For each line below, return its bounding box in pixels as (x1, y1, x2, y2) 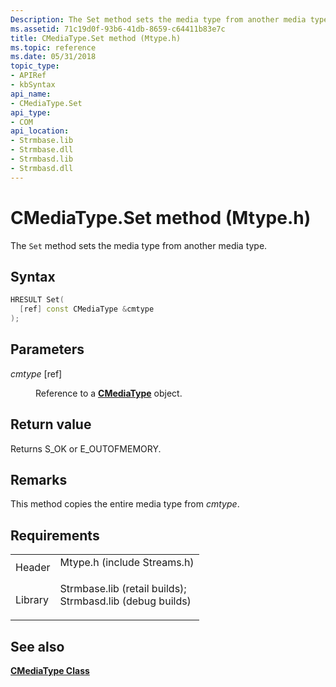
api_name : (10, 89, 52, 99)
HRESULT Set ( (10, 295, 65, 305)
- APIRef (10, 71, 47, 81)
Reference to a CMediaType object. (35, 387, 183, 399)
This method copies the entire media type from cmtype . (10, 498, 240, 510)
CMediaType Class (10, 665, 90, 677)
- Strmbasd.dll (10, 163, 74, 173)
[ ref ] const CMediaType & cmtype (19, 304, 155, 315)
